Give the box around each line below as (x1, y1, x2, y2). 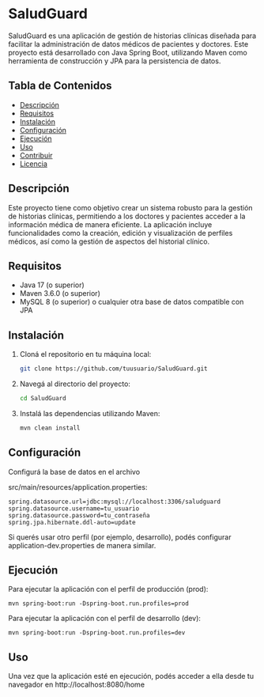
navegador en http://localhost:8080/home (8, 680, 145, 689)
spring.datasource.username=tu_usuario (8, 504, 140, 513)
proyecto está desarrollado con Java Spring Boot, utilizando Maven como (8, 47, 247, 57)
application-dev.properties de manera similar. (8, 540, 157, 550)
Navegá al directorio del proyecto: (19, 379, 130, 388)
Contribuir (19, 150, 53, 160)
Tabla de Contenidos (8, 79, 112, 93)
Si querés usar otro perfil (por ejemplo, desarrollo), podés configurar (8, 532, 232, 542)
